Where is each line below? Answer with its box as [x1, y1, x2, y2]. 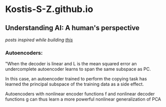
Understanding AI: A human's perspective [5, 24, 140, 32]
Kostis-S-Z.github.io [5, 4, 94, 15]
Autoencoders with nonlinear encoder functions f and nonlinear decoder [5, 91, 155, 97]
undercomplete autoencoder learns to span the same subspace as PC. [5, 66, 151, 72]
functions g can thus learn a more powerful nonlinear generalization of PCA [5, 96, 161, 102]
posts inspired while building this [5, 37, 73, 43]
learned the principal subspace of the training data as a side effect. [5, 81, 144, 87]
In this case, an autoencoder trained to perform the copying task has [5, 76, 147, 82]
